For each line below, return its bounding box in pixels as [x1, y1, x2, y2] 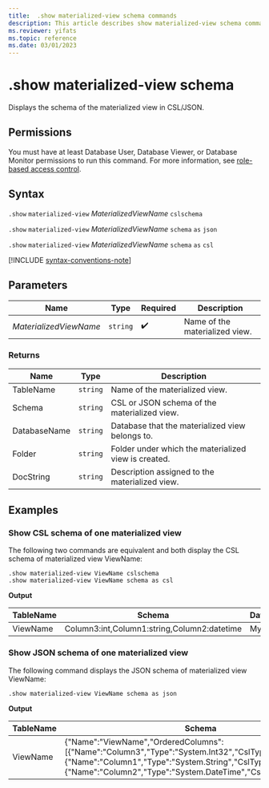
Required [141, 302, 176, 313]
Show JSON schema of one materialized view [8, 647, 189, 658]
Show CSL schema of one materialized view [8, 527, 182, 539]
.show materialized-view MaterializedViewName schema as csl [8, 240, 214, 249]
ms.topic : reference [8, 34, 78, 42]
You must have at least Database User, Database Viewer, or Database [8, 147, 238, 156]
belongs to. [110, 430, 154, 441]
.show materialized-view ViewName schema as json [8, 689, 178, 697]
